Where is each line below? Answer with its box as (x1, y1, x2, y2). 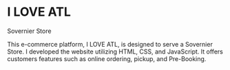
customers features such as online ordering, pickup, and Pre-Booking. (7, 54, 207, 62)
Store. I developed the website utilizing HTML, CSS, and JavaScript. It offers (7, 47, 224, 56)
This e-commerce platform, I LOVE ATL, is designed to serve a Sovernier (7, 40, 213, 48)
